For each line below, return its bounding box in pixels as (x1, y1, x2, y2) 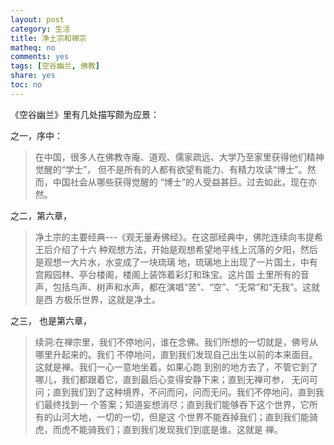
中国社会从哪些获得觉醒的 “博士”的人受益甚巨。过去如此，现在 (52, 176, 309, 188)
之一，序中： (10, 129, 63, 141)
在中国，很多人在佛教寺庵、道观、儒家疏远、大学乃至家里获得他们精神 (34, 151, 325, 163)
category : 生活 (10, 24, 71, 34)
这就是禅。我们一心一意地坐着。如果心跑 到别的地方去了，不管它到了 (34, 361, 318, 373)
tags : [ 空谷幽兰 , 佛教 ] (10, 61, 101, 71)
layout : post (10, 14, 65, 25)
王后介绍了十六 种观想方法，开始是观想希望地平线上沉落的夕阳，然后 (34, 243, 318, 255)
